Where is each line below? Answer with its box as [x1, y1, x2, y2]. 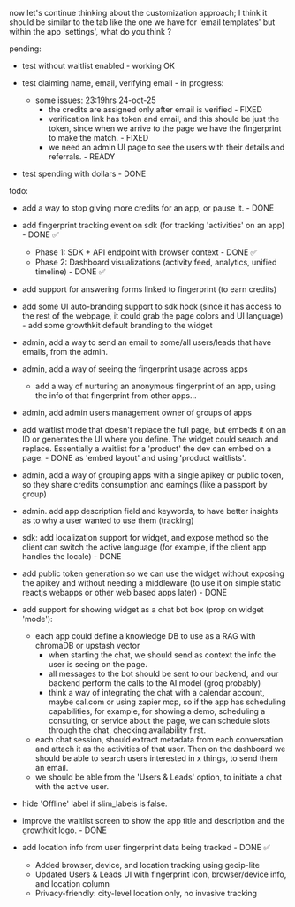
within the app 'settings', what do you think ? [9, 27, 172, 36]
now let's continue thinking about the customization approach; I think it [9, 8, 268, 18]
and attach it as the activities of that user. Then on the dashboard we [34, 743, 286, 754]
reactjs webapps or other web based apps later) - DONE [21, 588, 228, 597]
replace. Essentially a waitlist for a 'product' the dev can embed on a [21, 443, 272, 454]
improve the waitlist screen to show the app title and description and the [21, 816, 285, 826]
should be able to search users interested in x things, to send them [34, 753, 278, 764]
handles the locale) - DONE [21, 551, 122, 561]
